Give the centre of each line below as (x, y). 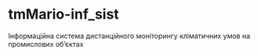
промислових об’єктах (46, 44)
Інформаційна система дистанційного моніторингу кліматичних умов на (129, 36)
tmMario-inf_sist (64, 14)
